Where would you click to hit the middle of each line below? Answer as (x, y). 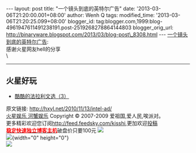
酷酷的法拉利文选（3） (42, 96)
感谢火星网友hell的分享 (34, 49)
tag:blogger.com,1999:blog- (129, 21)
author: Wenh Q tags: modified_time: (111, 15)
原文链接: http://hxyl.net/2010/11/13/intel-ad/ (59, 108)
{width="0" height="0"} (40, 138)
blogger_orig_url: (153, 27)
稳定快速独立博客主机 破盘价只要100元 (51, 130)
